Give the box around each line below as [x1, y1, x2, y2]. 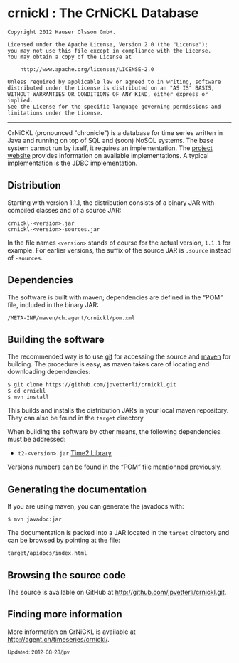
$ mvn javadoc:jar [7, 516, 62, 524]
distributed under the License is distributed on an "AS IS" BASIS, [7, 84, 215, 92]
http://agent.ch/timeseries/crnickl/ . [7, 635, 110, 643]
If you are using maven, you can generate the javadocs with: [7, 502, 184, 511]
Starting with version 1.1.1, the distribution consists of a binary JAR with [7, 198, 215, 207]
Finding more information [7, 608, 122, 620]
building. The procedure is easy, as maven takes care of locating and [7, 360, 210, 368]
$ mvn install [7, 393, 50, 401]
